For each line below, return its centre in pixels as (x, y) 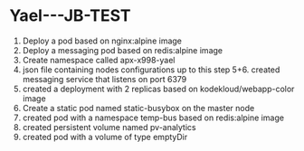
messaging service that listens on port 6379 (104, 79)
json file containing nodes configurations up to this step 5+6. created (151, 70)
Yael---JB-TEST (70, 16)
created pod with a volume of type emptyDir (105, 137)
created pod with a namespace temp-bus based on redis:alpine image (153, 118)
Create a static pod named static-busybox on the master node (138, 108)
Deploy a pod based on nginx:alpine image (102, 41)
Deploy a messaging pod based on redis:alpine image (123, 50)
